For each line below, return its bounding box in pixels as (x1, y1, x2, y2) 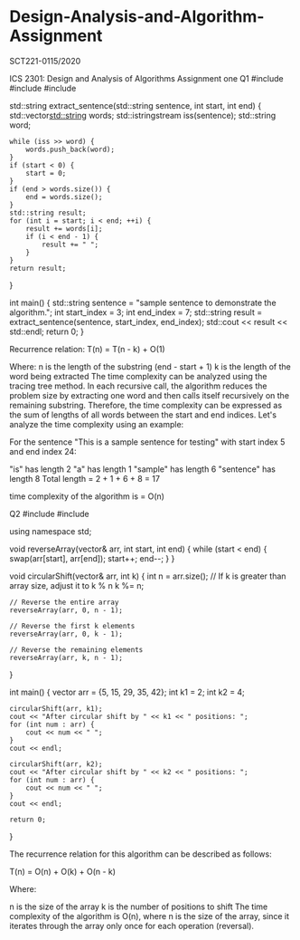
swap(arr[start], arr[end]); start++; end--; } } (9, 552, 175, 563)
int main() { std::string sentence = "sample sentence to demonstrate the (9, 297, 277, 308)
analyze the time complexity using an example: (9, 418, 184, 429)
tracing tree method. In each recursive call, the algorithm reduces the (9, 380, 267, 391)
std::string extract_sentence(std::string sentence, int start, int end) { (9, 100, 262, 110)
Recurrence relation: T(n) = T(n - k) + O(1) (9, 343, 165, 354)
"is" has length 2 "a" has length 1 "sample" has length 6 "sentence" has (9, 464, 276, 475)
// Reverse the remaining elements (9, 645, 144, 654)
